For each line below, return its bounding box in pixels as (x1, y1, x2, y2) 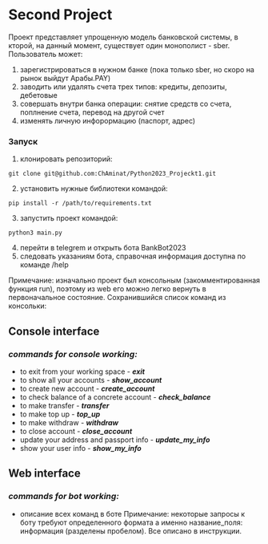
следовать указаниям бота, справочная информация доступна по (19, 251, 246, 262)
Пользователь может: (8, 49, 83, 59)
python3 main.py (8, 229, 62, 237)
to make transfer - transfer (19, 400, 110, 410)
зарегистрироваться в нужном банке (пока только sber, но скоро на (19, 64, 254, 74)
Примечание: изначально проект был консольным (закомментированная (8, 275, 261, 286)
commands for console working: (8, 348, 138, 359)
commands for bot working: (8, 491, 120, 502)
